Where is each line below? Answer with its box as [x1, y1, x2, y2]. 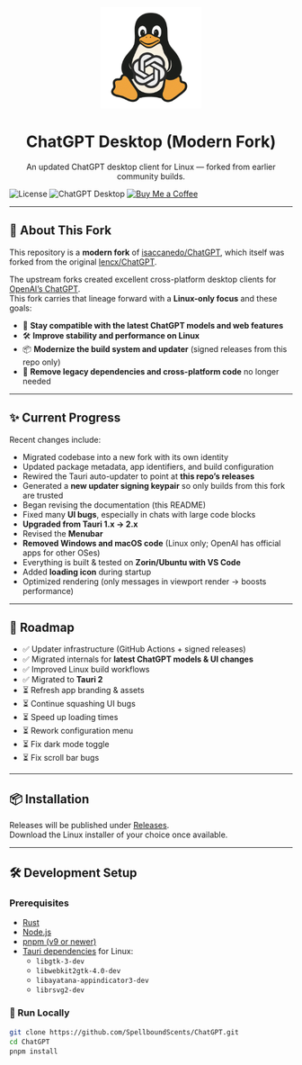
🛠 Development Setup [9, 865, 138, 880]
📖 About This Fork [9, 223, 112, 239]
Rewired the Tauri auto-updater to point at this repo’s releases [22, 471, 255, 482]
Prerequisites [9, 897, 69, 909]
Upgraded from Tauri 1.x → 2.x [22, 519, 138, 529]
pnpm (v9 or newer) [22, 935, 97, 947]
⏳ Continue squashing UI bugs [22, 699, 137, 709]
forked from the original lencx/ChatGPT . [9, 256, 157, 267]
